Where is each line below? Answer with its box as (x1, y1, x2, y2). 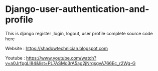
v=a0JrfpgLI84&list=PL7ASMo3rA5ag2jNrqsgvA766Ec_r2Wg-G (5, 60, 136, 66)
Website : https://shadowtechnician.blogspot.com (5, 45, 108, 51)
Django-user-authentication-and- (5, 3, 149, 15)
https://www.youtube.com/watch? (26, 55, 97, 61)
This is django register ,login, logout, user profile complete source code (5, 30, 153, 36)
